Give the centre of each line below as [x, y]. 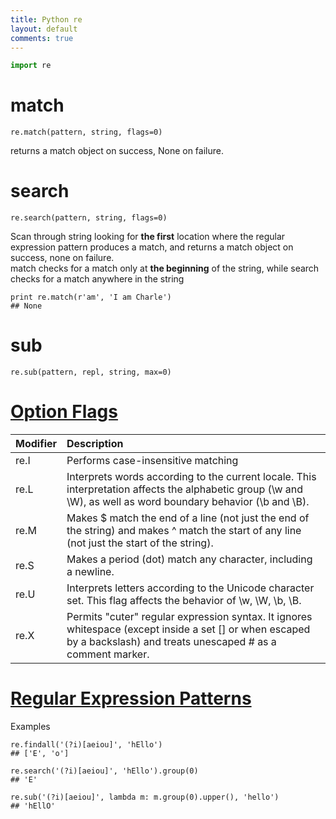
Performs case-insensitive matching [152, 460]
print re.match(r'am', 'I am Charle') [91, 297]
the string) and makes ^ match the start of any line [184, 530]
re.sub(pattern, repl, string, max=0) [91, 372]
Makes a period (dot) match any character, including [189, 559]
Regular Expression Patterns [131, 698]
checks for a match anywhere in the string [97, 279]
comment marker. [108, 654]
